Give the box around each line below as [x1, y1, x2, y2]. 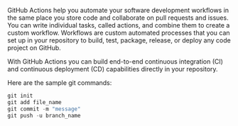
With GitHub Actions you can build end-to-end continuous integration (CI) [7, 57, 224, 66]
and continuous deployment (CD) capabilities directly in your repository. [7, 65, 218, 73]
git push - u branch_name [7, 112, 81, 119]
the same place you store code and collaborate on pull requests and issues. [7, 13, 229, 22]
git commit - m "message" [7, 105, 81, 113]
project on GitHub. [7, 44, 62, 52]
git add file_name [7, 98, 62, 105]
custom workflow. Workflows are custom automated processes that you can [7, 28, 230, 37]
